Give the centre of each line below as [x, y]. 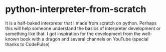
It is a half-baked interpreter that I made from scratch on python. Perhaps [81, 23]
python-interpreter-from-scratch [76, 9]
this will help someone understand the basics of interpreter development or [83, 28]
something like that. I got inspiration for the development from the [73, 33]
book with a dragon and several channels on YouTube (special [84, 39]
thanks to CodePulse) [28, 44]
